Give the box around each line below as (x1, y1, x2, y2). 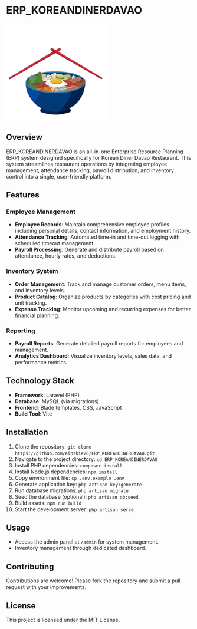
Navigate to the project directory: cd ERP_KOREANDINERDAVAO (14, 455, 158, 463)
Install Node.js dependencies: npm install (14, 468, 118, 475)
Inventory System (6, 267, 58, 275)
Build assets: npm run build (14, 499, 82, 506)
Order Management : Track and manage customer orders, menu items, (14, 281, 187, 288)
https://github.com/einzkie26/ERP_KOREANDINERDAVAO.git (14, 450, 155, 456)
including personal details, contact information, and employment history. (14, 228, 191, 235)
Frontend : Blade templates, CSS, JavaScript (14, 404, 122, 411)
